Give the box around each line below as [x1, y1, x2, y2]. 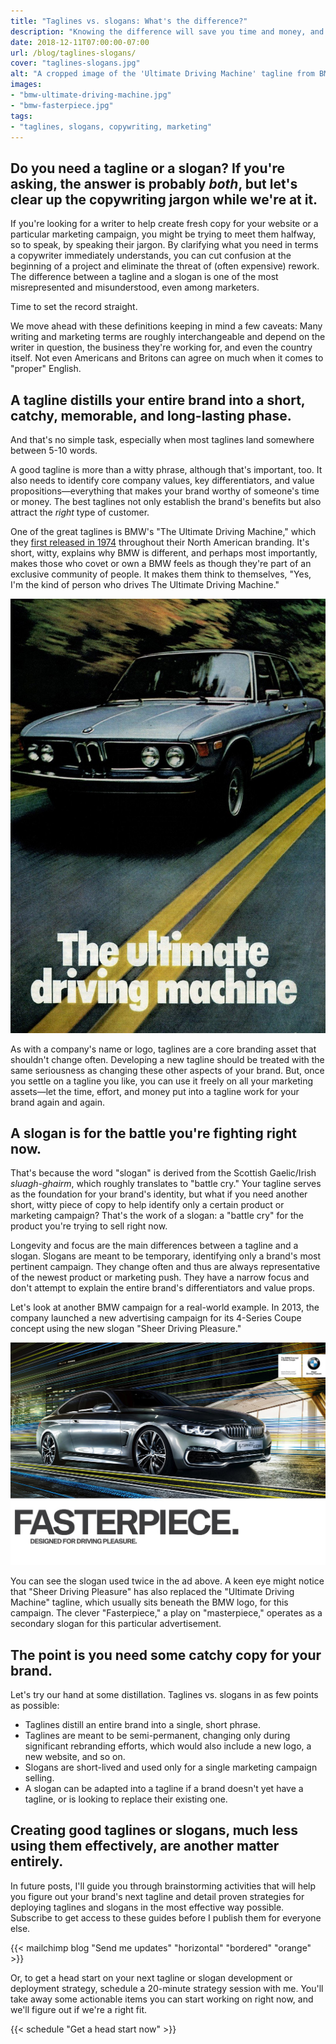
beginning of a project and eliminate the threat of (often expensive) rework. [10, 260, 320, 272]
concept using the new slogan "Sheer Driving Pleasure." [10, 1323, 242, 1335]
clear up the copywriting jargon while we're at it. [10, 191, 318, 208]
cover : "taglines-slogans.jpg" [10, 58, 141, 69]
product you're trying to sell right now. [10, 1220, 168, 1232]
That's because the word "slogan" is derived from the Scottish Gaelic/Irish [10, 1167, 317, 1179]
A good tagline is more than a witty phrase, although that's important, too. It [10, 464, 323, 475]
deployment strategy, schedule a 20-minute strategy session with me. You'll [10, 1982, 324, 1994]
